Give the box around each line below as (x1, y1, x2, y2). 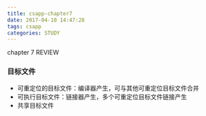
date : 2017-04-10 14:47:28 (7, 17, 85, 23)
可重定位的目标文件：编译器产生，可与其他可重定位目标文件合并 (17, 84, 199, 92)
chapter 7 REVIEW (7, 48, 59, 57)
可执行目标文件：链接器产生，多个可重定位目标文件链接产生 (17, 93, 187, 101)
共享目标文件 (17, 101, 54, 109)
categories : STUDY (7, 29, 60, 37)
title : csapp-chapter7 (7, 10, 73, 17)
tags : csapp (7, 23, 41, 30)
